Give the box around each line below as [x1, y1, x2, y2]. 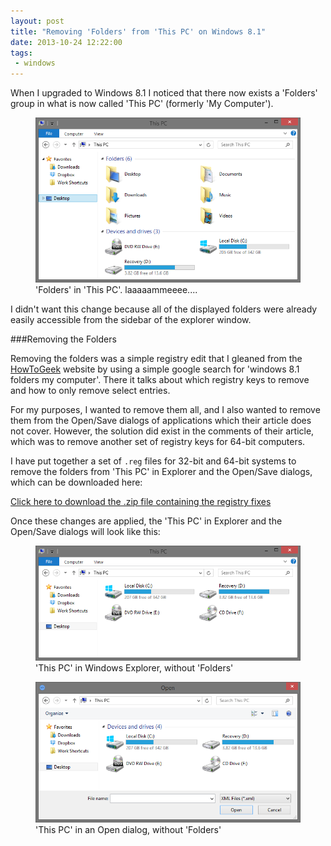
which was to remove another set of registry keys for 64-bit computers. [10, 436, 306, 448]
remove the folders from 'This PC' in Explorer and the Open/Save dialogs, [10, 466, 313, 478]
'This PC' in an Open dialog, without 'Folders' [35, 823, 222, 835]
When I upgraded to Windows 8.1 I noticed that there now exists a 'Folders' [10, 87, 318, 99]
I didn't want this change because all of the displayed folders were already [10, 303, 318, 315]
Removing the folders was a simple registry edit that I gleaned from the [10, 353, 303, 365]
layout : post [10, 16, 65, 26]
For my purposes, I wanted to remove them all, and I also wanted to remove [10, 404, 321, 416]
